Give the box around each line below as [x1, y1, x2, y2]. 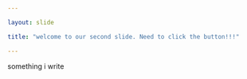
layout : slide [7, 18, 55, 26]
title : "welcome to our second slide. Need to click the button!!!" [7, 32, 240, 40]
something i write [7, 61, 65, 71]
